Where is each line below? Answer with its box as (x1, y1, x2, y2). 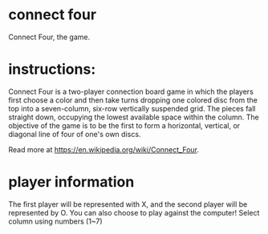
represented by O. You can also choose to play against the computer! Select (8, 208, 260, 217)
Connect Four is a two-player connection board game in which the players (8, 87, 254, 96)
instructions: (8, 60, 96, 79)
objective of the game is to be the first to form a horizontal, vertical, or (8, 120, 241, 130)
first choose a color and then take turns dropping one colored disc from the (8, 95, 258, 105)
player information (8, 173, 135, 192)
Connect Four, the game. (8, 32, 91, 42)
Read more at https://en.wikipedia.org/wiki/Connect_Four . (8, 144, 199, 154)
